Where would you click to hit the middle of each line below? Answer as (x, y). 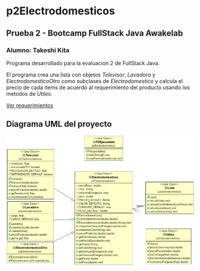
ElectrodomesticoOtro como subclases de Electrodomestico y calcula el (95, 81)
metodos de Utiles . (29, 93)
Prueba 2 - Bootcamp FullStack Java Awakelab (95, 33)
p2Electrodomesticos (61, 11)
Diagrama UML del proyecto (59, 124)
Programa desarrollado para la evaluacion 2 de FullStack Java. (83, 63)
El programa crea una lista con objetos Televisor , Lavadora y (81, 74)
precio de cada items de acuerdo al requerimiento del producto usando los (98, 87)
